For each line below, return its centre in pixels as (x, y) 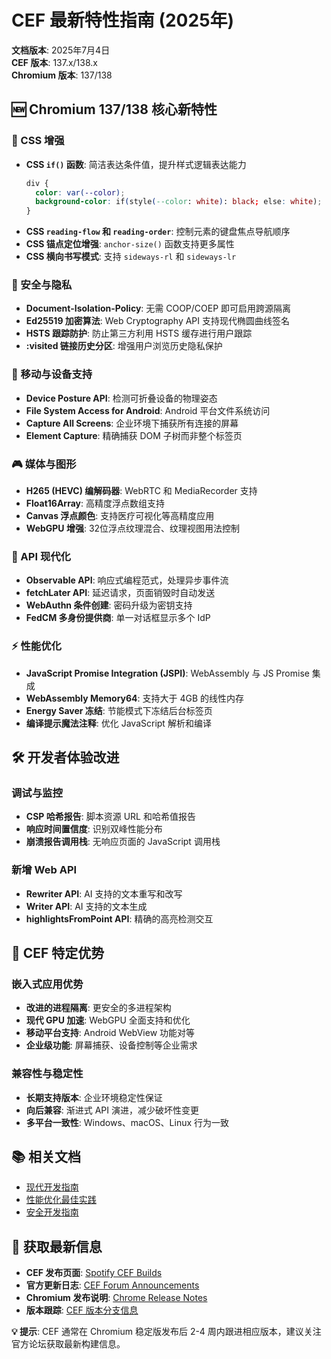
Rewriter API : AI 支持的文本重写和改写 (104, 893)
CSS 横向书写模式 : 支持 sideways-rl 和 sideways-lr (131, 257)
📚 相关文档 (46, 1156)
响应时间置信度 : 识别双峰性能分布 (94, 829)
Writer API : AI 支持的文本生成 (86, 906)
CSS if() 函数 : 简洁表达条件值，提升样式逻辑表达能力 (136, 164)
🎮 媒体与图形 (44, 464)
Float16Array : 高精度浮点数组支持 (95, 503)
